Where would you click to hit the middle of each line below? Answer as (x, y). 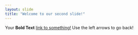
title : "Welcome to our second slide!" (45, 14)
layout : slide (19, 9)
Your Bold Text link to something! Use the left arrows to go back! (69, 27)
